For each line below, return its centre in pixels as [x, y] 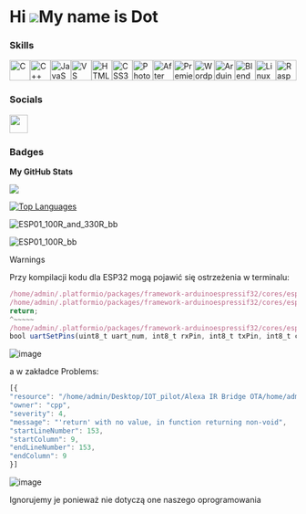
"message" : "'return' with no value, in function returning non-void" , [148, 422]
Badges [26, 152]
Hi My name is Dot [84, 17]
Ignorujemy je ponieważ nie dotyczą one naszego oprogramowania [135, 500]
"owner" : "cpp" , [40, 405]
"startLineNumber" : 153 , [56, 431]
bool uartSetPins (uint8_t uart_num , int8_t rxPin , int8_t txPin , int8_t [150, 336]
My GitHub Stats [41, 172]
